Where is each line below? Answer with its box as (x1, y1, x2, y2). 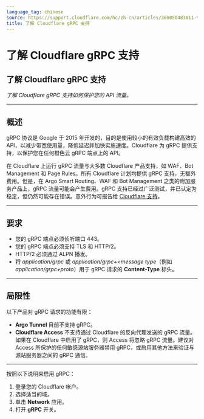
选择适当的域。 (15, 390, 53, 398)
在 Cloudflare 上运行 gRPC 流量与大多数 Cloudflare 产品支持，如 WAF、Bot (6, 162, 194, 170)
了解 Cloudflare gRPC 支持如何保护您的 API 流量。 (6, 92, 132, 99)
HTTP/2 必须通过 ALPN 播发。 (15, 251, 91, 257)
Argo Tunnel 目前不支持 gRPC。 (15, 320, 96, 328)
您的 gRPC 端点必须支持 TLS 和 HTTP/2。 (15, 243, 120, 250)
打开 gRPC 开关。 (15, 406, 59, 413)
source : (6, 15, 26, 21)
